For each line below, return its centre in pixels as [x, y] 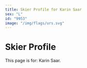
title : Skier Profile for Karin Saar [43, 9]
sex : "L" [14, 14]
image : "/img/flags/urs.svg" [35, 23]
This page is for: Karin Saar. [33, 61]
